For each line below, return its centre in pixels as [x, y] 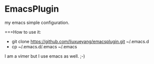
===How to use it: [23, 32]
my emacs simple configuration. [37, 22]
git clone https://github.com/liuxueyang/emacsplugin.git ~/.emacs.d [80, 41]
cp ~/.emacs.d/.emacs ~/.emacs [44, 46]
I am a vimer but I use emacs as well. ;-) [45, 56]
